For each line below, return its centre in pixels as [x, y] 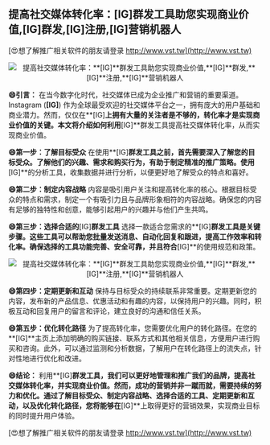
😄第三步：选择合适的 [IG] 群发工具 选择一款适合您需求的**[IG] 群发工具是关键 [135, 226]
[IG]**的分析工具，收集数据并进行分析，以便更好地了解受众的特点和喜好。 [131, 172]
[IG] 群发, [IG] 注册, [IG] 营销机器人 [102, 29]
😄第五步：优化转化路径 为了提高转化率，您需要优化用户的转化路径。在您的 [133, 328]
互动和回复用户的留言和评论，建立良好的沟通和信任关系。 [110, 311]
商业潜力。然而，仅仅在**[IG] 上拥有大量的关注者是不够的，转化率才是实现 [131, 114]
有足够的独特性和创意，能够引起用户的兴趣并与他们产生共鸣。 [110, 209]
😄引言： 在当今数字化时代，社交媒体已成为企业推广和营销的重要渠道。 [126, 94]
